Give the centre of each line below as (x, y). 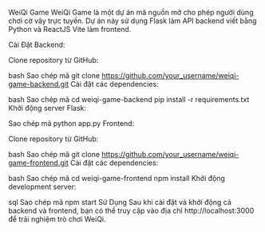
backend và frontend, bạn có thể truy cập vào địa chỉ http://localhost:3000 (131, 210)
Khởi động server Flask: (47, 108)
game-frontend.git (39, 163)
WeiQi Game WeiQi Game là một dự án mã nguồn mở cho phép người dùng (131, 12)
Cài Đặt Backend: (37, 45)
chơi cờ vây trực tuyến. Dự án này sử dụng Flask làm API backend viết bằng (132, 21)
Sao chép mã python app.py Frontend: (71, 123)
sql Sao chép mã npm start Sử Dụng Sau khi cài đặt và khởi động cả (120, 202)
